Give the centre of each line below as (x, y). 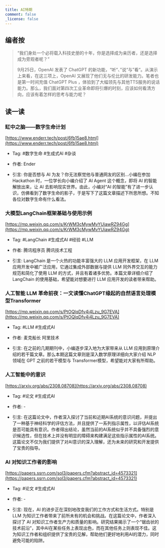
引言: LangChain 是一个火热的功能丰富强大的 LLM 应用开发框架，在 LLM (85, 261)
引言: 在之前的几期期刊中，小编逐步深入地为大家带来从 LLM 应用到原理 (84, 348)
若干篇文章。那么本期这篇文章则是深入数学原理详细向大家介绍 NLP (88, 355)
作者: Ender (24, 164)
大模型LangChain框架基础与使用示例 (49, 213)
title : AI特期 (19, 10)
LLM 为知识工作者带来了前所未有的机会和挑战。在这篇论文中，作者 (80, 516)
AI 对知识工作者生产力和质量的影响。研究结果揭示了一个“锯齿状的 (93, 522)
